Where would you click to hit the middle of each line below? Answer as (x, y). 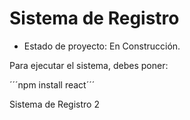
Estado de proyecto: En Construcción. (102, 46)
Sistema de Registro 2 (54, 104)
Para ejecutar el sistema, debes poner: (89, 65)
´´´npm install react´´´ (52, 84)
